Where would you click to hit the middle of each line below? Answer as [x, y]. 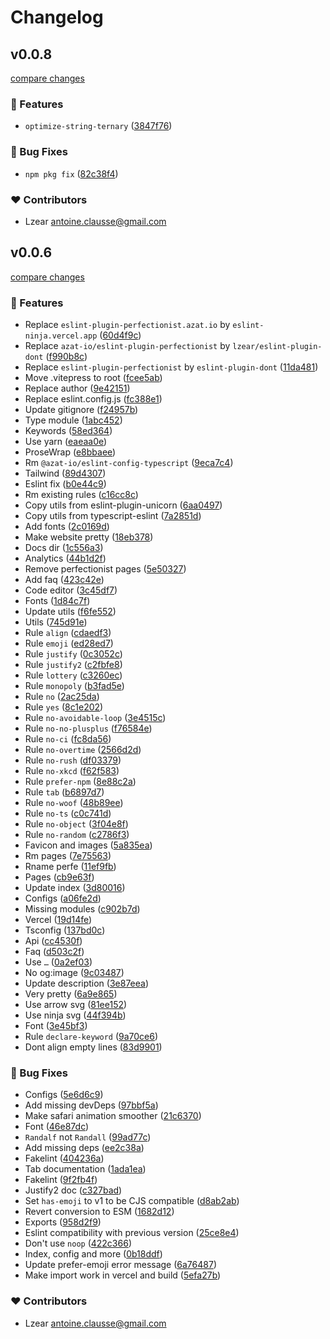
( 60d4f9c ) [120, 335]
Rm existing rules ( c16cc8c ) [81, 494]
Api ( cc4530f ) [53, 940]
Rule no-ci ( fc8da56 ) [68, 739]
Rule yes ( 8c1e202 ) [64, 707]
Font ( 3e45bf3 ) [56, 1025]
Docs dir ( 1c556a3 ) [64, 547]
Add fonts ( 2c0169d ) [67, 526]
